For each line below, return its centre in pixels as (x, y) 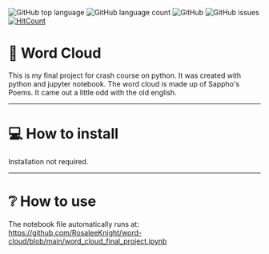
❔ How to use (52, 202)
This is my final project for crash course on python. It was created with (125, 75)
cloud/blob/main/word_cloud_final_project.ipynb (88, 241)
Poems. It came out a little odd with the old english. (93, 92)
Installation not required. (48, 161)
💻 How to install (63, 134)
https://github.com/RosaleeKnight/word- (75, 232)
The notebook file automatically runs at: (74, 224)
